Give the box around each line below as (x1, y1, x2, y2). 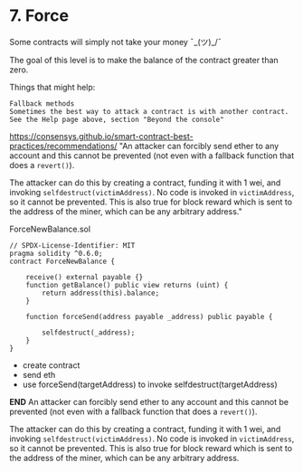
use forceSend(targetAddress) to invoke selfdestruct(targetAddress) (22, 379, 278, 390)
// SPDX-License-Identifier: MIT (9, 241, 136, 250)
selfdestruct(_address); (42, 327, 136, 337)
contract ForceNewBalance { (9, 257, 116, 266)
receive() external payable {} (25, 272, 144, 281)
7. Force (9, 5, 70, 26)
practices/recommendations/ (9, 140, 118, 151)
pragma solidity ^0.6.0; (9, 249, 103, 258)
